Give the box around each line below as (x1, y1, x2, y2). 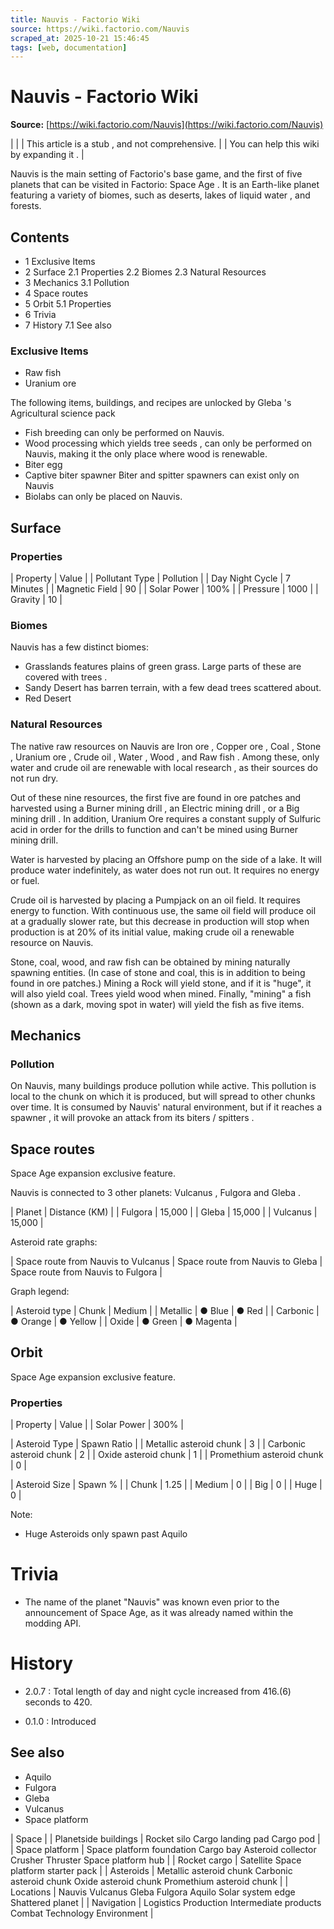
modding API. (24, 1617, 82, 1630)
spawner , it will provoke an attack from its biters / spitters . (10, 1112, 255, 1124)
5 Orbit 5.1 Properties (24, 298, 112, 310)
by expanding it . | (10, 149, 85, 161)
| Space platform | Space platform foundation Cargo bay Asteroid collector (10, 1843, 317, 1855)
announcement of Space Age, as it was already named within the (24, 1607, 294, 1619)
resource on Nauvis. (10, 936, 94, 948)
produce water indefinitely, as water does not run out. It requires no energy (10, 864, 320, 876)
